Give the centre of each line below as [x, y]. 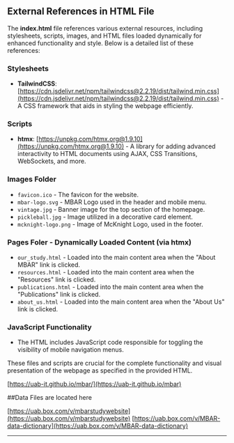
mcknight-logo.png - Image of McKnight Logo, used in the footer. [110, 224]
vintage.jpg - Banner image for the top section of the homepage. [111, 209]
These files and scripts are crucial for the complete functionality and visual [114, 363]
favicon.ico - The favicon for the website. [78, 194]
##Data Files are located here [50, 398]
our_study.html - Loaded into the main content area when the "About [116, 257]
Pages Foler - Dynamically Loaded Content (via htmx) [99, 242]
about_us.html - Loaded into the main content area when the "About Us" [121, 302]
